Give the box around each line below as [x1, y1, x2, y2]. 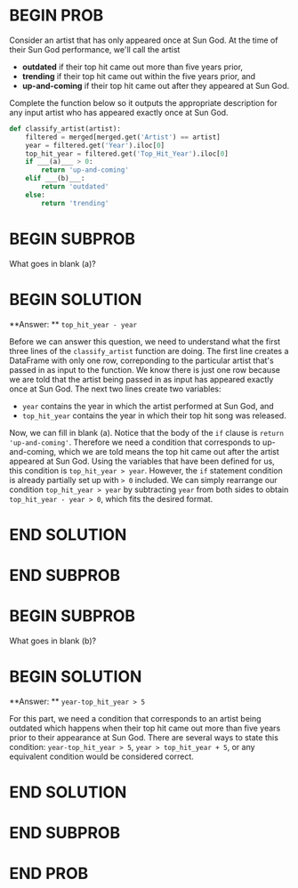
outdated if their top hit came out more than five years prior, [21, 61, 243, 72]
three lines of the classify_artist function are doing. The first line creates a [9, 345, 289, 356]
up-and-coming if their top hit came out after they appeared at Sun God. [21, 80, 290, 91]
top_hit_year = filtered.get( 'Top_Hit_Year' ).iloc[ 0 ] [25, 149, 229, 158]
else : [25, 190, 46, 199]
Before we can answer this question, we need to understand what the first [9, 335, 281, 347]
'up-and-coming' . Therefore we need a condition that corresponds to [9, 437, 261, 448]
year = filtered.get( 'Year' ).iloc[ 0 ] [25, 141, 165, 149]
